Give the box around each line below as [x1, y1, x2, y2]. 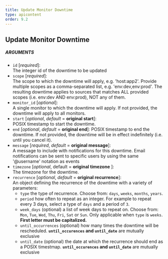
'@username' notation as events [12, 158, 80, 164]
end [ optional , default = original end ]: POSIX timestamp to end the [12, 126, 150, 132]
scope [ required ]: [12, 72, 47, 78]
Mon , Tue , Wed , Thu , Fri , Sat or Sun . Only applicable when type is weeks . [20, 212, 163, 218]
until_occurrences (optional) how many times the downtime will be [20, 222, 159, 228]
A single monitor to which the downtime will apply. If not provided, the [12, 105, 157, 111]
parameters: [12, 185, 38, 191]
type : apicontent [5, 12, 42, 17]
